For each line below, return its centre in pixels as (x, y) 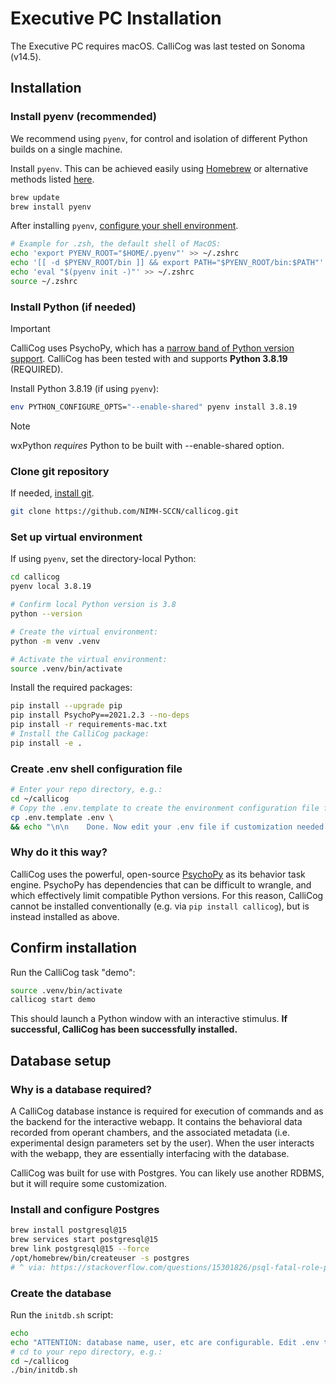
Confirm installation (73, 948)
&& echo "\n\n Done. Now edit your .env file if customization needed (167, 827)
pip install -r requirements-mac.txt (89, 725)
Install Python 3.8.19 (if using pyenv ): (85, 389)
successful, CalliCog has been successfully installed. (124, 1029)
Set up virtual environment (76, 537)
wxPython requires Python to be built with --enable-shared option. (147, 445)
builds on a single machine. (66, 149)
